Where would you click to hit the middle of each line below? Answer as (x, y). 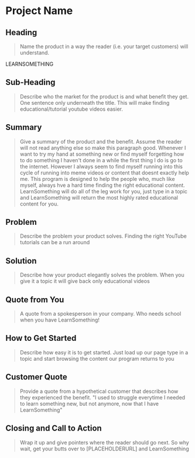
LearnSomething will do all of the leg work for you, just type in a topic (104, 191)
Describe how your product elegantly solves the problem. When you (102, 275)
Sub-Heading (30, 82)
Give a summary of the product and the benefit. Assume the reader (101, 141)
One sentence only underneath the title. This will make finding (95, 102)
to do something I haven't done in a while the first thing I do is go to (101, 160)
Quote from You (35, 300)
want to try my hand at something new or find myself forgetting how (102, 154)
